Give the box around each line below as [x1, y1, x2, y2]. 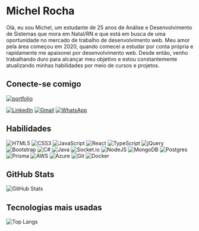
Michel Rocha [6, 4, 75, 18]
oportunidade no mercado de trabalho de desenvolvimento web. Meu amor [6, 36, 190, 43]
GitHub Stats [6, 169, 55, 179]
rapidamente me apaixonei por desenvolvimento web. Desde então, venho [6, 49, 188, 56]
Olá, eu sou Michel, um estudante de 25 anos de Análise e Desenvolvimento [6, 24, 192, 31]
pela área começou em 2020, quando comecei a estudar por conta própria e [6, 43, 194, 50]
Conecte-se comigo [6, 79, 81, 89]
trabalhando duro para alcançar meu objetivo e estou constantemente [6, 55, 178, 63]
